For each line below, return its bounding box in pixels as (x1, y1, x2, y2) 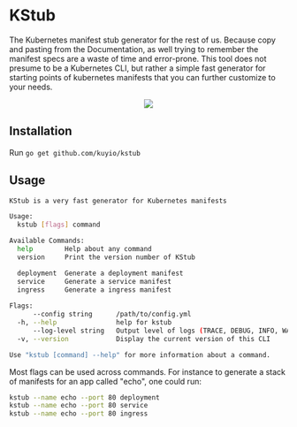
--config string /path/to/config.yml (32, 310, 192, 319)
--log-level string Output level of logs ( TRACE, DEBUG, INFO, (32, 326, 278, 335)
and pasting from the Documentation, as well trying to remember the (9, 43, 259, 54)
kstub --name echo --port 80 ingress (9, 409, 148, 418)
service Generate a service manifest (17, 277, 172, 286)
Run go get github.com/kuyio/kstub (9, 147, 141, 157)
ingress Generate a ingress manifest (17, 285, 172, 294)
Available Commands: (9, 236, 86, 246)
